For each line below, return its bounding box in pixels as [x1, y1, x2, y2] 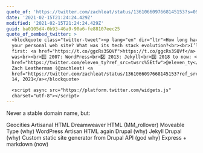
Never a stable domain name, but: [6, 109, 91, 117]
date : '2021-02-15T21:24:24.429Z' [6, 15, 94, 21]
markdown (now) [6, 140, 49, 148]
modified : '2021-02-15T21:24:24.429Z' [6, 20, 104, 26]
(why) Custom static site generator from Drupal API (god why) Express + [6, 134, 187, 141]
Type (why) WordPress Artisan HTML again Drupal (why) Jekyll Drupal [6, 128, 182, 135]
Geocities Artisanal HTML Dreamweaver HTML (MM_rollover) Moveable [6, 121, 185, 128]
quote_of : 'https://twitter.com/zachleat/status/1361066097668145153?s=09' [6, 8, 201, 15]
